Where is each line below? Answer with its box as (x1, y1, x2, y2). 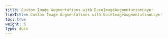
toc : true (5, 17, 26, 22)
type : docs (5, 26, 29, 31)
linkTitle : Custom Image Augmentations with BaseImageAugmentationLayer (5, 12, 163, 17)
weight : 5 (5, 21, 26, 27)
